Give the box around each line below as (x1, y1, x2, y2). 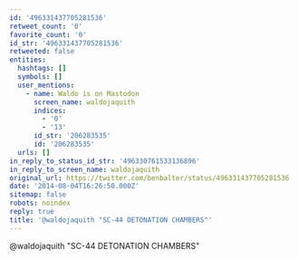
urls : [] (17, 148, 51, 157)
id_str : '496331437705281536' (9, 38, 124, 48)
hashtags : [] (17, 64, 67, 73)
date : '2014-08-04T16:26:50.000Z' (9, 182, 140, 191)
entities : (9, 55, 47, 64)
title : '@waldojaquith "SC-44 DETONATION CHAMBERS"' (9, 215, 213, 225)
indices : (33, 106, 67, 115)
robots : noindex (9, 198, 71, 208)
